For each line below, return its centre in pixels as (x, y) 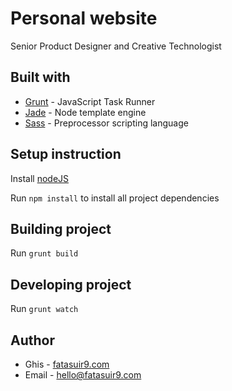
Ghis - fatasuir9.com (67, 364)
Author (32, 340)
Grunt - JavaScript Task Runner (90, 101)
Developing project (71, 284)
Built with (40, 77)
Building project (61, 228)
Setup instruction (66, 154)
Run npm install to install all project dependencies (115, 198)
